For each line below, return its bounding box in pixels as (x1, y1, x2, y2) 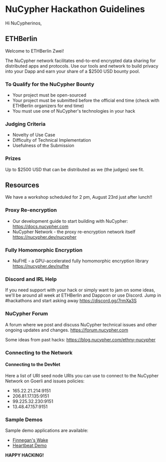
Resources (5, 181, 39, 190)
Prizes (5, 155, 21, 162)
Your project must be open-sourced (12, 92, 86, 98)
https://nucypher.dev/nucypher (12, 234, 76, 240)
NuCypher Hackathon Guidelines (5, 4, 145, 15)
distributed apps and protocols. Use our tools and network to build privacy (5, 63, 158, 69)
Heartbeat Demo (12, 442, 47, 448)
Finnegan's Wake (12, 437, 48, 443)
